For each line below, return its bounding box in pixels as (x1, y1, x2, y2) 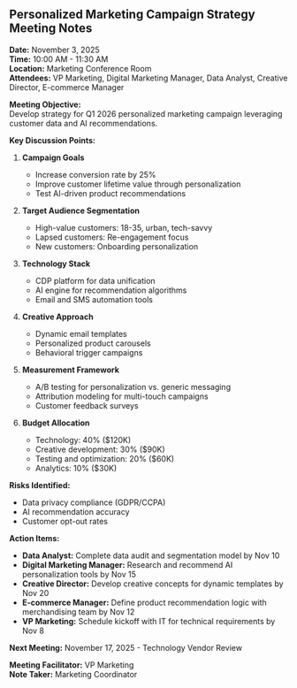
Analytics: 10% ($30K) (34, 462, 118, 473)
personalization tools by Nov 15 (21, 569, 137, 579)
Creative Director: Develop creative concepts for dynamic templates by (21, 578, 285, 589)
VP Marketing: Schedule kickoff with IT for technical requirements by (21, 615, 276, 626)
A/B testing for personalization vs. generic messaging (34, 381, 232, 392)
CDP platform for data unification (34, 275, 156, 286)
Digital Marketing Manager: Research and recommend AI (21, 559, 233, 570)
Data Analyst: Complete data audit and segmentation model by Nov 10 (21, 550, 280, 561)
